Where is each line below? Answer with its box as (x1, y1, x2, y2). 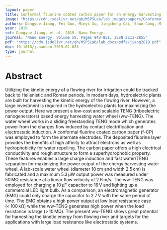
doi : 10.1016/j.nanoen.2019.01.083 (5, 44, 79, 49)
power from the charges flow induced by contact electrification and (5, 124, 144, 130)
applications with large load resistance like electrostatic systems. (5, 219, 138, 225)
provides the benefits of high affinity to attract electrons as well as (5, 140, 141, 146)
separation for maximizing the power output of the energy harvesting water (5, 161, 160, 167)
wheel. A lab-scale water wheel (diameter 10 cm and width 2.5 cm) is (5, 166, 146, 172)
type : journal (5, 49, 35, 54)
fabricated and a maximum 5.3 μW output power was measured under (5, 171, 148, 177)
